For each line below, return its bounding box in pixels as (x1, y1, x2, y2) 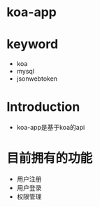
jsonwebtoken (16, 74, 57, 83)
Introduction (6, 99, 80, 115)
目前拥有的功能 (6, 150, 93, 166)
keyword (6, 36, 59, 53)
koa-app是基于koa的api (16, 123, 85, 132)
